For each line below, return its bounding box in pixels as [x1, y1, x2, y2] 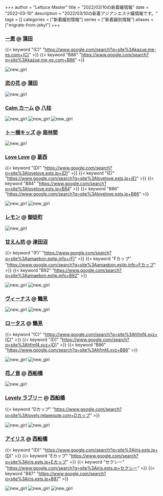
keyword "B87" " [5, 470, 39, 476]
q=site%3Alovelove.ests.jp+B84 [5, 186, 70, 192]
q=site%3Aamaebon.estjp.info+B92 [5, 273, 77, 279]
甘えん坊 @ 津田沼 [5, 238, 48, 245]
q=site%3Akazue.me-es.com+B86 [5, 57, 75, 63]
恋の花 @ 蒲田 [5, 80, 38, 87]
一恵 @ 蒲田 [5, 35, 33, 42]
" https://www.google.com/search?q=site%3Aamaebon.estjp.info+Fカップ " [5, 262, 156, 268]
